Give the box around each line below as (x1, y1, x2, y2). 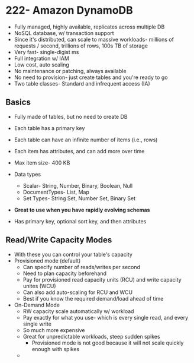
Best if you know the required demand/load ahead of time (22, 295, 164, 302)
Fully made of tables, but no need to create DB (14, 113, 128, 120)
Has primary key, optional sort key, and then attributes (14, 217, 147, 225)
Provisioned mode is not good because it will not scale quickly (31, 339, 184, 346)
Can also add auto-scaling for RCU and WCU (22, 289, 133, 296)
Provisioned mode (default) (14, 257, 81, 264)
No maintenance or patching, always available (14, 67, 127, 74)
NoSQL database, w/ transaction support (14, 29, 114, 36)
